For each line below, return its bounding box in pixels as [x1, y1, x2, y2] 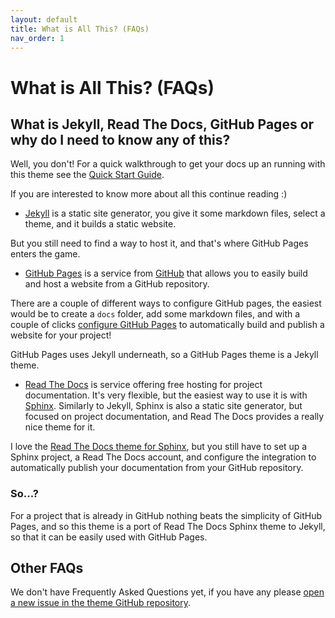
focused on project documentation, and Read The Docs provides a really [24, 411, 325, 423]
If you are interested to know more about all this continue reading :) [10, 188, 288, 200]
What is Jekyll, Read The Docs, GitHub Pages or [10, 116, 315, 133]
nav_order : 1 [10, 33, 65, 43]
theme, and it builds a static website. [24, 218, 177, 230]
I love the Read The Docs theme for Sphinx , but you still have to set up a [10, 441, 308, 453]
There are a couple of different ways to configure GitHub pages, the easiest [10, 297, 322, 310]
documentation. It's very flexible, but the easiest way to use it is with [24, 389, 308, 401]
